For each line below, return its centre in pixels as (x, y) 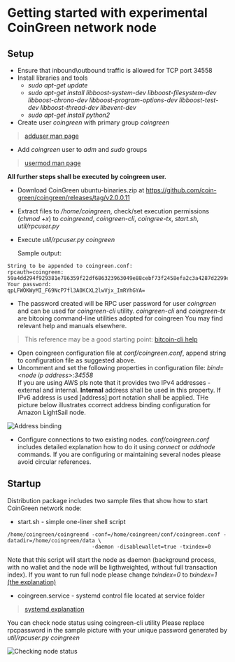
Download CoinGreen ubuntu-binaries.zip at (81, 190)
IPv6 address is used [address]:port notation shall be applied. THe (113, 397)
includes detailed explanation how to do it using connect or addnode (116, 447)
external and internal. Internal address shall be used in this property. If (119, 390)
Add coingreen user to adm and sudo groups (82, 149)
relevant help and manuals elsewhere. (72, 326)
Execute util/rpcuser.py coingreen (66, 240)
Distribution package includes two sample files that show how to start (108, 500)
